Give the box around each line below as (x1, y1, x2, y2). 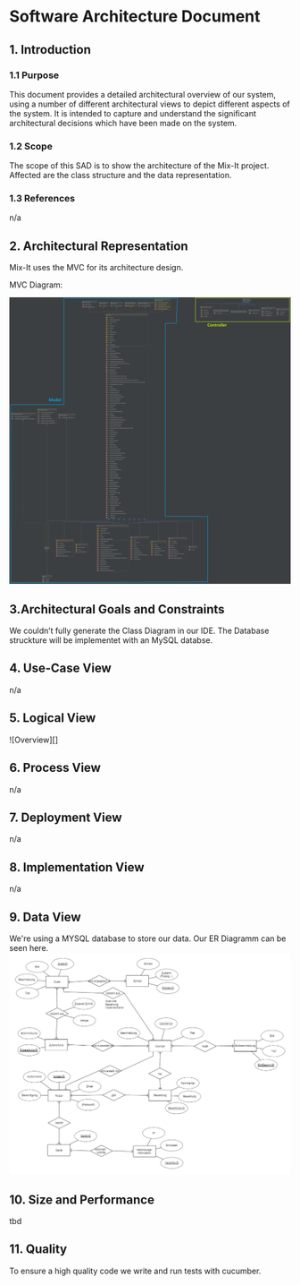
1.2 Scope (9, 140, 54, 152)
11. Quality (9, 1242, 68, 1257)
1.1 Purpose (9, 69, 60, 81)
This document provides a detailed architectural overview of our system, (9, 89, 277, 99)
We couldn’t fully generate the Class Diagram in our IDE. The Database (9, 625, 270, 637)
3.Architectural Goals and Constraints (9, 602, 225, 617)
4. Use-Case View (9, 661, 112, 676)
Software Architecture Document (9, 6, 261, 27)
